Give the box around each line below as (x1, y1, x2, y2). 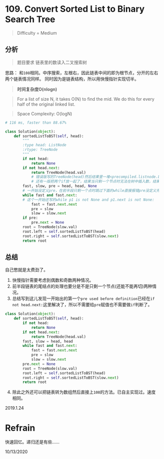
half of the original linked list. (17, 101, 76, 107)
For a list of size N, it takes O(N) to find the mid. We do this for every (17, 96, 155, 102)
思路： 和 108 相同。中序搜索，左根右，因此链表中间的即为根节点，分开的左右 (5, 69, 159, 75)
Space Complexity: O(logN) (17, 111, 72, 116)
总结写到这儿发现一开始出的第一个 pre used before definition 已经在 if (12, 296, 155, 301)
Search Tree (5, 14, 55, 25)
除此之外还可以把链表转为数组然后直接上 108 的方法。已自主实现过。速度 (12, 389, 156, 395)
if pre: (22, 215, 38, 221)
